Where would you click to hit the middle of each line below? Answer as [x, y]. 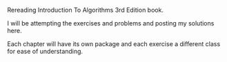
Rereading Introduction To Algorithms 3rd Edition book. [86, 10]
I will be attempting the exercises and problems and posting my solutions [111, 23]
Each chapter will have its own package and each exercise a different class [114, 44]
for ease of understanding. [45, 51]
